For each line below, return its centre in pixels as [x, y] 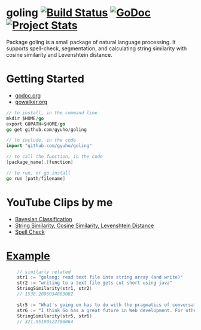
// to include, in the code [41, 140]
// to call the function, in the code [54, 157]
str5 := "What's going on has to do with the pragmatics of [93, 305]
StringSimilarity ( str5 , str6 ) [55, 316]
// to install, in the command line [52, 113]
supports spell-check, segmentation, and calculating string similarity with [97, 48]
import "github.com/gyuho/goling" [49, 146]
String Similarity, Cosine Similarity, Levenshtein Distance [84, 225]
